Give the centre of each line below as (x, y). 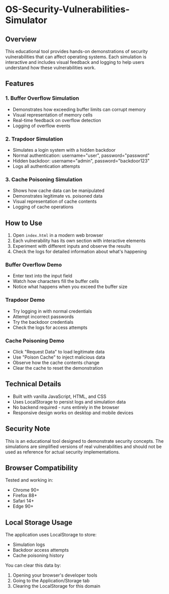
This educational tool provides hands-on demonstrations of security (77, 51)
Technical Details (33, 384)
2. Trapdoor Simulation (34, 139)
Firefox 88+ (25, 495)
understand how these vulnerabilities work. (50, 68)
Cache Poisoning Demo (35, 341)
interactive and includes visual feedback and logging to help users (75, 62)
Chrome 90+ (26, 490)
